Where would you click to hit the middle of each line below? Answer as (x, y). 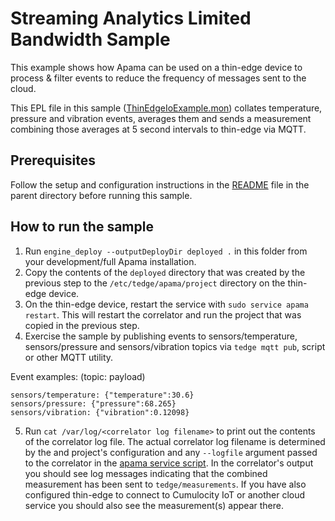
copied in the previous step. (82, 325)
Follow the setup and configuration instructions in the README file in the (160, 184)
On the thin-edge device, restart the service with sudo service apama (166, 304)
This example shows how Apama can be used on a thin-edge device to (156, 67)
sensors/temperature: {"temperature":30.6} (102, 395)
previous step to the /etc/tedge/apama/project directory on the (155, 283)
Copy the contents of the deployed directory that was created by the (165, 272)
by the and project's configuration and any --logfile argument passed (171, 452)
